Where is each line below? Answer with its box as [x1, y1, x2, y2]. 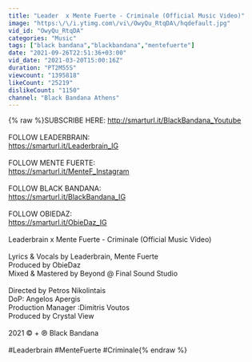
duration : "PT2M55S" [8, 64, 78, 72]
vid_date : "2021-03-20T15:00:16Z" [8, 57, 124, 65]
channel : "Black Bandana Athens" [8, 94, 120, 102]
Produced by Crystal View [8, 312, 94, 321]
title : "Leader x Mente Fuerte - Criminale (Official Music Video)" [8, 11, 246, 20]
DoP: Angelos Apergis [8, 294, 81, 304]
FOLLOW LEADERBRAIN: [8, 133, 90, 143]
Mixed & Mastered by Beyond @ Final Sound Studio [8, 269, 178, 279]
